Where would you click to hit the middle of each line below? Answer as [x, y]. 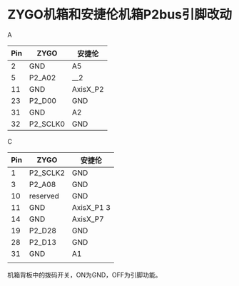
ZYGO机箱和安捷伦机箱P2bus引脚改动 [119, 15]
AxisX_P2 [88, 89]
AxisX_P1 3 [91, 207]
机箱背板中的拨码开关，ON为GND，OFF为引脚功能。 [85, 275]
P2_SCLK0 [47, 124]
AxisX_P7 [88, 219]
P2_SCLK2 [47, 173]
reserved [44, 196]
